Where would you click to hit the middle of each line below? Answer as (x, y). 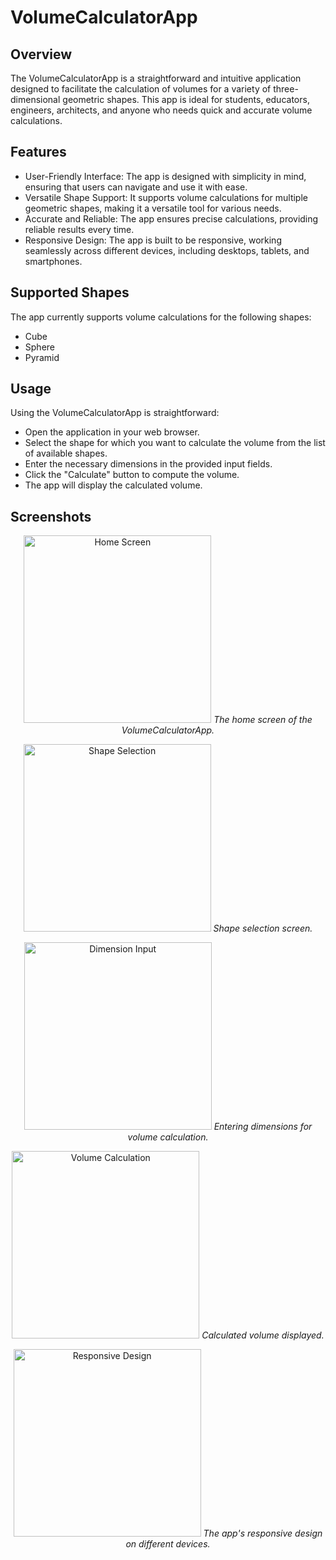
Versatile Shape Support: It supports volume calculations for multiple (166, 197)
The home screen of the (263, 720)
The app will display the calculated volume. (113, 485)
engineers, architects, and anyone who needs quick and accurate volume (161, 110)
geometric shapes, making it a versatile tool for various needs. (153, 208)
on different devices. (168, 1544)
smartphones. (53, 261)
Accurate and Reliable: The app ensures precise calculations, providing (171, 218)
